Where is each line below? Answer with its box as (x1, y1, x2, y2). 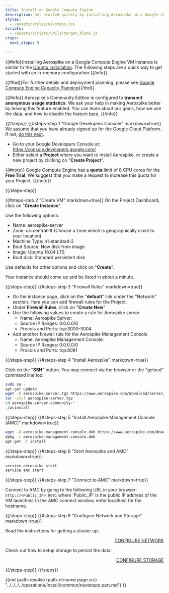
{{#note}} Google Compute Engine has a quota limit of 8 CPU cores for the (5, 167, 160, 173)
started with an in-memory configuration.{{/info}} (5, 69, 108, 76)
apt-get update (5, 386, 37, 391)
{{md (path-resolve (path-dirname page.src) (5, 577, 97, 583)
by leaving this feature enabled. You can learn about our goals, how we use (5, 105, 161, 111)
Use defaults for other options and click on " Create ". (5, 264, 115, 270)
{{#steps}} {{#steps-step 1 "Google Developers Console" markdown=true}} (5, 120, 161, 126)
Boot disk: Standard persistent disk (12, 254, 86, 260)
